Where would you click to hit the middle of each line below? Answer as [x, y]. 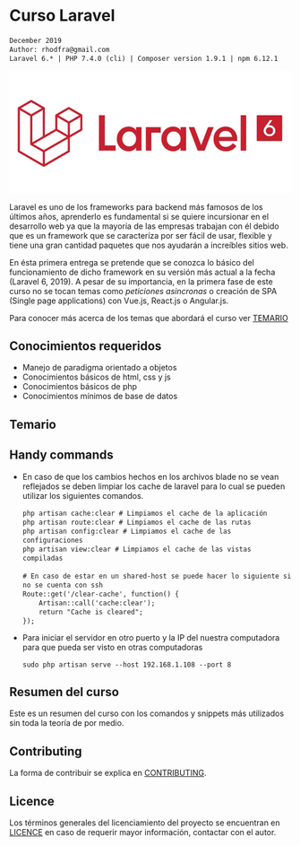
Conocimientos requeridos [86, 346]
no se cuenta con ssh [62, 585]
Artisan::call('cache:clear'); [97, 603]
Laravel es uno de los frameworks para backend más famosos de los [136, 206]
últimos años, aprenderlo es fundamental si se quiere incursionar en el [139, 216]
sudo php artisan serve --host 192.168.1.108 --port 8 [127, 665]
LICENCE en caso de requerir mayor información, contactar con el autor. [143, 832]
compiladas [43, 558]
